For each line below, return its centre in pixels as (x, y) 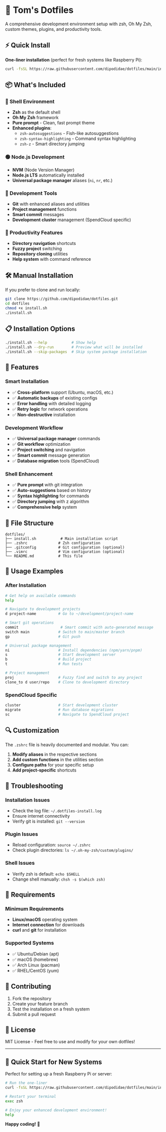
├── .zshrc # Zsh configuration (53, 543)
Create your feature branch (40, 1004)
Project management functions (44, 209)
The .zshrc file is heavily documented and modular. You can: (67, 745)
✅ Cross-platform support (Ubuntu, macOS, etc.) (63, 392)
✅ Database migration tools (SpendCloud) (56, 461)
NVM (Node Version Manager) (43, 170)
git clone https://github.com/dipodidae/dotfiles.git (62, 299)
